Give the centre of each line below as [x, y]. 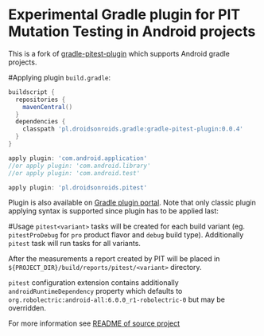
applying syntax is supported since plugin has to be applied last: [113, 211]
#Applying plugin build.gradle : [60, 77]
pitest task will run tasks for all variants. [75, 244]
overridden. [27, 308]
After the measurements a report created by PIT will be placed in [114, 259]
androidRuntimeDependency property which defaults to [95, 291]
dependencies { [41, 122]
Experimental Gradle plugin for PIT [124, 15]
